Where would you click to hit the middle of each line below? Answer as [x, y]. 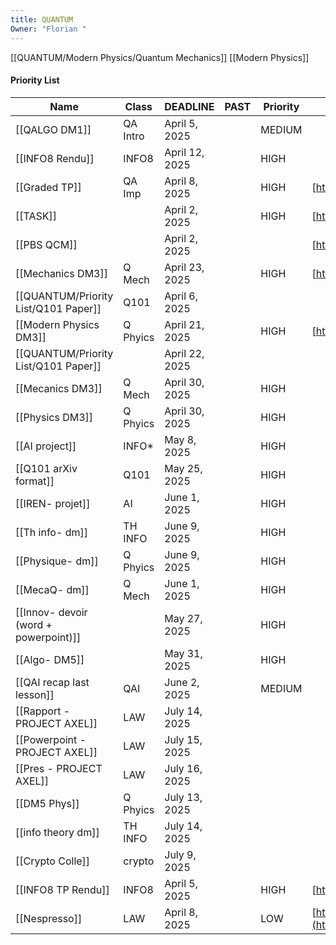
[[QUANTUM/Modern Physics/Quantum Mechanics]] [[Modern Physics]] [160, 57]
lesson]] [35, 694]
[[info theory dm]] [57, 832]
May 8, [180, 439]
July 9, [180, 854]
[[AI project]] [46, 446]
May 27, [183, 618]
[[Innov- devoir [51, 612]
